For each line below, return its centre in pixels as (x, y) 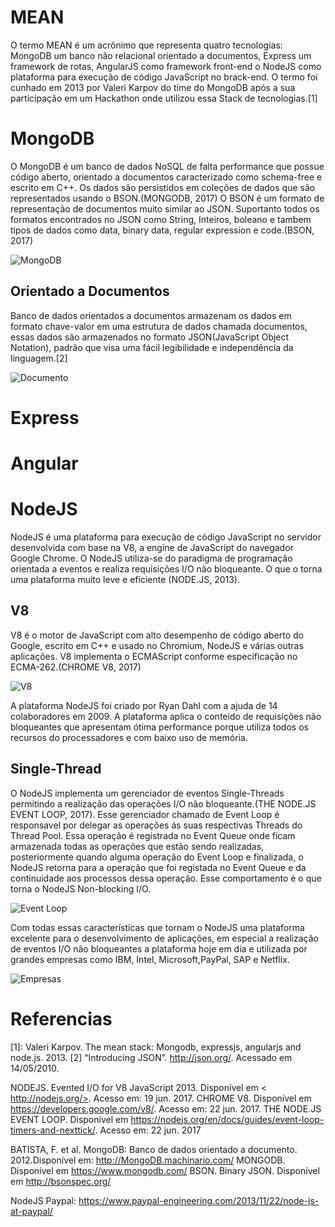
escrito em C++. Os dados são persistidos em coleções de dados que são (163, 187)
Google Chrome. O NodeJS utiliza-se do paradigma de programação (151, 558)
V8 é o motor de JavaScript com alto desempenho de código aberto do (157, 635)
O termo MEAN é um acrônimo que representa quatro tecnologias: (146, 45)
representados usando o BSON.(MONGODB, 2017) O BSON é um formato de (167, 198)
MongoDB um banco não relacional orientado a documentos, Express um (161, 55)
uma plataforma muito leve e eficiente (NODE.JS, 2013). (125, 579)
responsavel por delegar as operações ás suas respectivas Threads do (156, 825)
